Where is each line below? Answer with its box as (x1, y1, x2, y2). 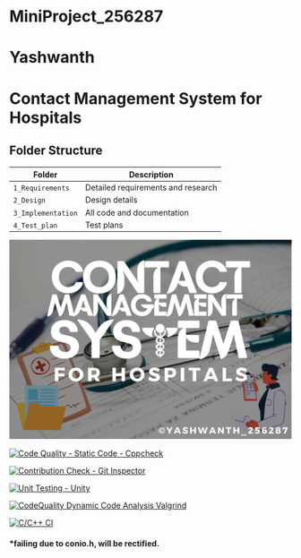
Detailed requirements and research (84, 182, 218, 193)
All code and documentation (84, 207, 190, 218)
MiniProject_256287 (9, 6, 164, 27)
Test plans (84, 219, 124, 230)
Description (128, 168, 174, 180)
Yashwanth (9, 47, 96, 68)
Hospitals (9, 107, 82, 127)
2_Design (13, 196, 47, 205)
